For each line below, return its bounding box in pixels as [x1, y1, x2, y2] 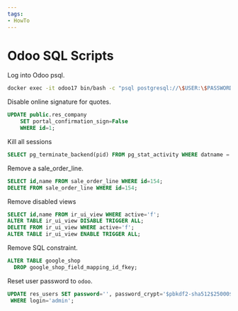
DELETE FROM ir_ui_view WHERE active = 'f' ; [7, 224, 135, 231]
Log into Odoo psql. [7, 71, 65, 80]
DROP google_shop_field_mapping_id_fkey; [13, 263, 138, 271]
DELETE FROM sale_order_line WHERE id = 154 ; [7, 184, 138, 192]
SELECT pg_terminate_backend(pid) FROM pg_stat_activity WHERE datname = [7, 151, 230, 158]
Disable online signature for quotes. [7, 97, 111, 107]
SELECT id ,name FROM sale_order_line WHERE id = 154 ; [7, 178, 163, 185]
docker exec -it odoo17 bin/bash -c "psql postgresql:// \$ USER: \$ [7, 84, 208, 92]
